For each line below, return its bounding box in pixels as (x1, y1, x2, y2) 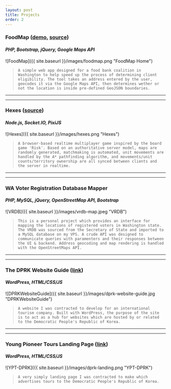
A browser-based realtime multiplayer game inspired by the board (17, 141, 162, 146)
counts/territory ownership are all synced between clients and (17, 159, 157, 164)
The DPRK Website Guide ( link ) (5, 266, 83, 274)
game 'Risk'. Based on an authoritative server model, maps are (17, 145, 157, 151)
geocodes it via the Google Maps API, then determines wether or (17, 81, 159, 86)
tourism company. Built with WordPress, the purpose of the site (17, 310, 159, 315)
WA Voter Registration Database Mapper (5, 184, 108, 191)
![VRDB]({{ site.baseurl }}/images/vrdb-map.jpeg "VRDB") (5, 208, 127, 214)
